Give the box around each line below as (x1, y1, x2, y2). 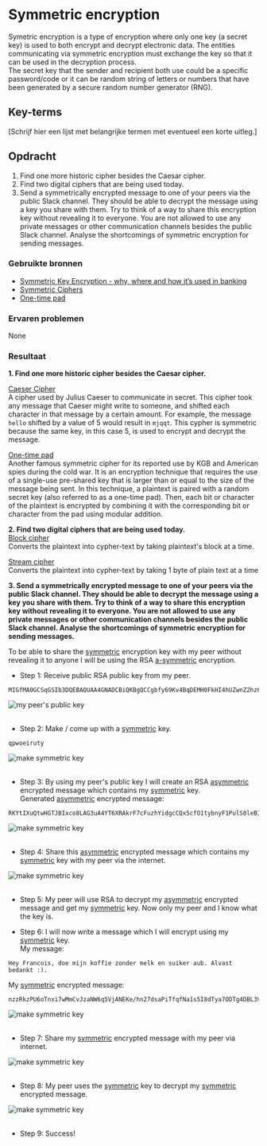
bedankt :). (8, 966, 48, 974)
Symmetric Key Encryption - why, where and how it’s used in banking (19, 276, 247, 285)
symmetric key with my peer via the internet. (19, 856, 166, 865)
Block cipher (8, 533, 50, 543)
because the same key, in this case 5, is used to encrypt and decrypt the (8, 427, 246, 436)
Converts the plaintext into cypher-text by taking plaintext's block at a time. (8, 542, 254, 552)
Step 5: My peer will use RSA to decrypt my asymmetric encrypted (19, 895, 238, 904)
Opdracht (8, 149, 57, 164)
